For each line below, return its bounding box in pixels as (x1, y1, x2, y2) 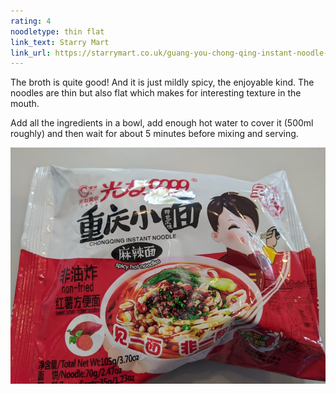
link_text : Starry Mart (10, 37, 110, 47)
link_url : (10, 48, 52, 58)
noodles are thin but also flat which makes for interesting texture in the (10, 87, 302, 99)
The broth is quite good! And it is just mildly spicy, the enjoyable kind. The (10, 76, 315, 89)
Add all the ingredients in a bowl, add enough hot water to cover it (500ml (10, 117, 314, 129)
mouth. (10, 98, 40, 110)
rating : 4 (10, 16, 52, 26)
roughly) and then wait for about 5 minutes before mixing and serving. (10, 128, 299, 140)
